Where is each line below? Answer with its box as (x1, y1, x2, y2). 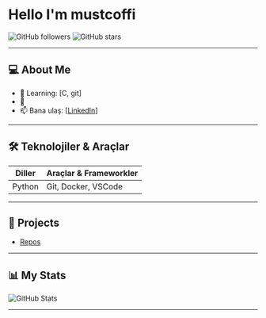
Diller (15, 167, 36, 178)
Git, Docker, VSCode (46, 181, 123, 192)
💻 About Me (8, 63, 71, 77)
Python (12, 181, 40, 192)
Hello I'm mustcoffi (8, 6, 136, 24)
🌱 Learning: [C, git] (19, 88, 82, 98)
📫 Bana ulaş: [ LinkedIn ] (19, 105, 98, 115)
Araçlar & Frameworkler (46, 167, 139, 178)
